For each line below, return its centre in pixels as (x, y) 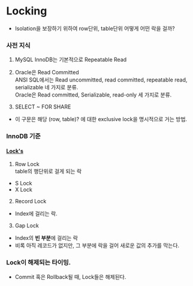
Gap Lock (27, 225)
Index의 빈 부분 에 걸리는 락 (46, 238)
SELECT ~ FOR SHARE (43, 107)
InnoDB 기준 (23, 136)
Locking (27, 11)
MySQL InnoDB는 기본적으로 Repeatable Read (71, 60)
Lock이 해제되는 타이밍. (39, 263)
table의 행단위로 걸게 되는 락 (48, 171)
